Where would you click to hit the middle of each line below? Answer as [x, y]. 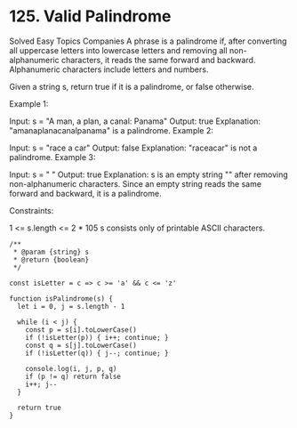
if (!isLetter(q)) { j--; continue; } [97, 353]
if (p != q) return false [73, 376]
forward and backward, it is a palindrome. [85, 193]
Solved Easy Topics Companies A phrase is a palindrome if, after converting [148, 41]
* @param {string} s [51, 252]
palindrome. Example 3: [52, 157]
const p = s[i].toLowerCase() [81, 330]
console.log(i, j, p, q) [71, 368]
